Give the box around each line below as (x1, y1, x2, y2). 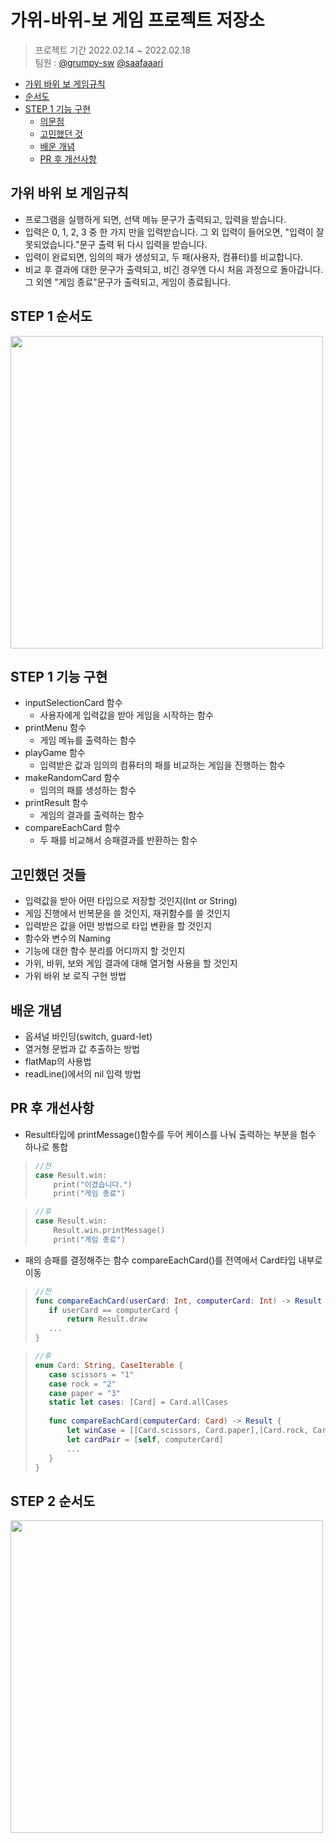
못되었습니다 (24, 238, 75, 250)
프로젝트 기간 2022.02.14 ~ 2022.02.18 (34, 44, 191, 56)
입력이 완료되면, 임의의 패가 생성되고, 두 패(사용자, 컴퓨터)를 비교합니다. (24, 251, 304, 263)
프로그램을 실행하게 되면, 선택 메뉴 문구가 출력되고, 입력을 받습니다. (24, 213, 287, 225)
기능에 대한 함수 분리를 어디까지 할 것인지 (24, 945, 186, 957)
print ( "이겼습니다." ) (53, 1179, 133, 1190)
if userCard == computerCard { (48, 1305, 179, 1315)
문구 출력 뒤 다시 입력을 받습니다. (79, 238, 208, 250)
